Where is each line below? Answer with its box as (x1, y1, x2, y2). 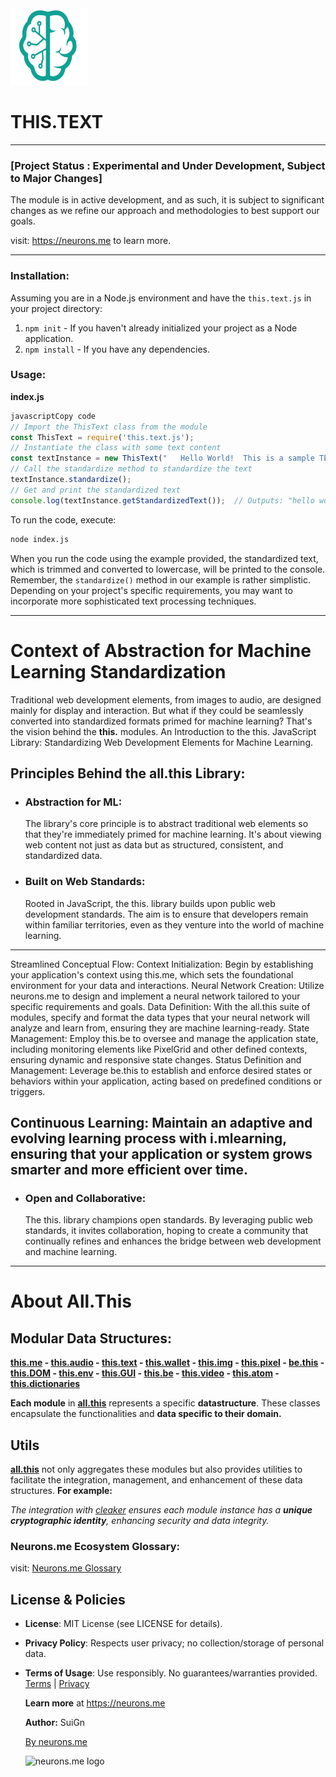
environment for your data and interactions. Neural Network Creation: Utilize (10, 979, 325, 991)
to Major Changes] (10, 171, 103, 185)
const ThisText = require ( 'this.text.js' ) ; (10, 432, 195, 442)
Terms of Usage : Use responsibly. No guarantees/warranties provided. (24, 1667, 318, 1679)
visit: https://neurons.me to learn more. (10, 235, 172, 247)
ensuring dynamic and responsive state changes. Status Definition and (10, 1053, 302, 1066)
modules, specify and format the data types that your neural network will (10, 1011, 310, 1023)
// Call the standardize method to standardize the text (10, 464, 253, 474)
